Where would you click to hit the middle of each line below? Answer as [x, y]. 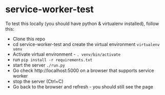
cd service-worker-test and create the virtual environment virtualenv [86, 44]
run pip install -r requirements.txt [53, 59]
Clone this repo [29, 39]
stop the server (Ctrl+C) [38, 81]
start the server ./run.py [39, 65]
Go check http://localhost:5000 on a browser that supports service [83, 70]
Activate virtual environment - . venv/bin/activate [67, 54]
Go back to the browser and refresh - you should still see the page [83, 87]
